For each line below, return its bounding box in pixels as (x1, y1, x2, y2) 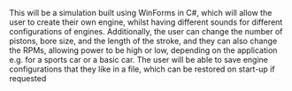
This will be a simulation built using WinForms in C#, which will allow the (9, 8, 273, 18)
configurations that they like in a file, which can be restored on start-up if (9, 64, 276, 74)
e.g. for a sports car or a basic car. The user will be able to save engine (9, 55, 268, 64)
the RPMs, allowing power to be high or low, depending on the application (9, 45, 278, 56)
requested (9, 73, 47, 83)
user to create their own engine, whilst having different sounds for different (9, 17, 283, 27)
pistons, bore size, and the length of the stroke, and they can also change (9, 35, 278, 46)
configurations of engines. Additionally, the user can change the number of (9, 27, 283, 36)
